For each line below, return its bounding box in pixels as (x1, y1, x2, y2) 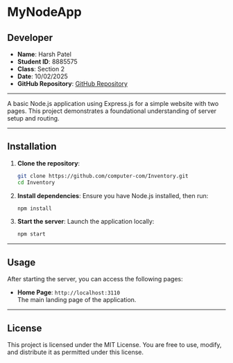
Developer (7, 32, 53, 44)
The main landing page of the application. (17, 296, 137, 304)
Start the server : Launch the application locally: (17, 218, 155, 226)
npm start (17, 231, 46, 238)
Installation (7, 141, 57, 152)
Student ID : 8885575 (17, 57, 78, 66)
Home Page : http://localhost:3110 (17, 288, 120, 296)
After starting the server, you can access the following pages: (7, 275, 184, 283)
